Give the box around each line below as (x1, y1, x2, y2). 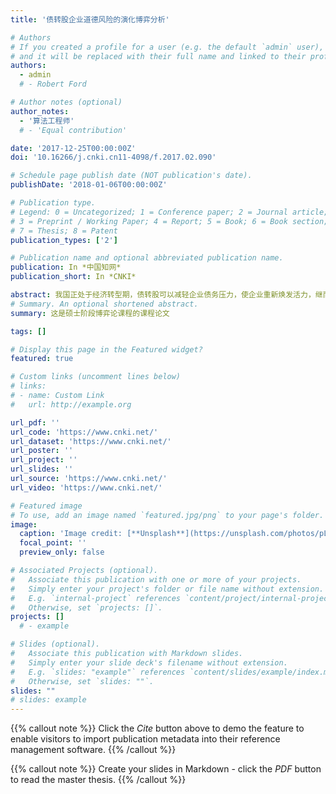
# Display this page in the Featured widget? (10, 344, 203, 355)
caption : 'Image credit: (19, 529, 123, 539)
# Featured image (10, 501, 83, 511)
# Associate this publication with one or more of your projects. (10, 574, 302, 585)
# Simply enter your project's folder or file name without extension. (10, 584, 325, 594)
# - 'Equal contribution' (19, 125, 128, 135)
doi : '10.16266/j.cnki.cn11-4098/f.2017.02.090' (10, 152, 217, 163)
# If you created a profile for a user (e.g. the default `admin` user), (10, 42, 325, 52)
